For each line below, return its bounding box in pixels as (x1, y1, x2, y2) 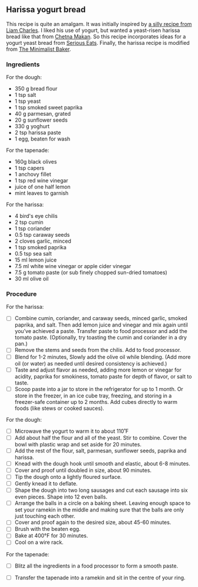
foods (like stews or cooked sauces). (14, 405, 104, 412)
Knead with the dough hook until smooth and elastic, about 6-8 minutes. (14, 460, 190, 467)
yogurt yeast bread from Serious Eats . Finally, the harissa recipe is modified (6, 39, 190, 46)
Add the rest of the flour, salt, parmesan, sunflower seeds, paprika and (14, 447, 187, 454)
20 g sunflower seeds (14, 116, 68, 123)
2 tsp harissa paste (14, 129, 61, 136)
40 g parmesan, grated (14, 110, 71, 118)
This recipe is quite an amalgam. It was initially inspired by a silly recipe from (6, 20, 192, 27)
